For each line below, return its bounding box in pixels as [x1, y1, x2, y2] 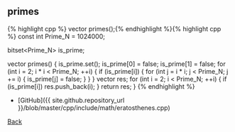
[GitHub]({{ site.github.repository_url [17, 96, 125, 104]
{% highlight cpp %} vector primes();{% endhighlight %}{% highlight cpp [7, 24, 222, 33]
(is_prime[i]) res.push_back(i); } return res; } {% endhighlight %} [7, 82, 195, 91]
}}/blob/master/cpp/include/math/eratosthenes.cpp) [17, 103, 170, 112]
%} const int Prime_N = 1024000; [7, 32, 105, 40]
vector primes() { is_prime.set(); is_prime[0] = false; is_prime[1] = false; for [7, 60, 226, 68]
